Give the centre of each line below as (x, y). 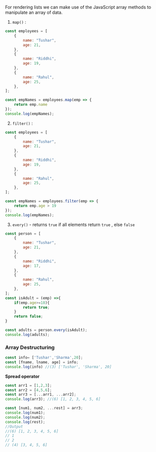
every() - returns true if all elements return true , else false (74, 225)
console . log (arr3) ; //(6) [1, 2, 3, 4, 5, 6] (53, 399)
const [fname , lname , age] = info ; (42, 362)
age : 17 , (32, 266)
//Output (14, 426)
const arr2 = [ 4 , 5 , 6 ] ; (28, 390)
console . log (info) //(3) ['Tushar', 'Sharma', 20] (58, 367)
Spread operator (22, 376)
